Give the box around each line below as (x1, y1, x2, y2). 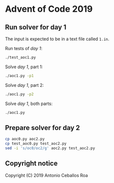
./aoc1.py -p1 (5, 73, 34, 78)
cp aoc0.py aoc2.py (5, 136, 45, 142)
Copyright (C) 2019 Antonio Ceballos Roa (5, 172, 88, 178)
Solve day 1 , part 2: (5, 82, 44, 88)
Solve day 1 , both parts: (5, 101, 53, 106)
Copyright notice (5, 159, 58, 168)
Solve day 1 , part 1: (5, 64, 43, 70)
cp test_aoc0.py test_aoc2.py (5, 141, 67, 146)
